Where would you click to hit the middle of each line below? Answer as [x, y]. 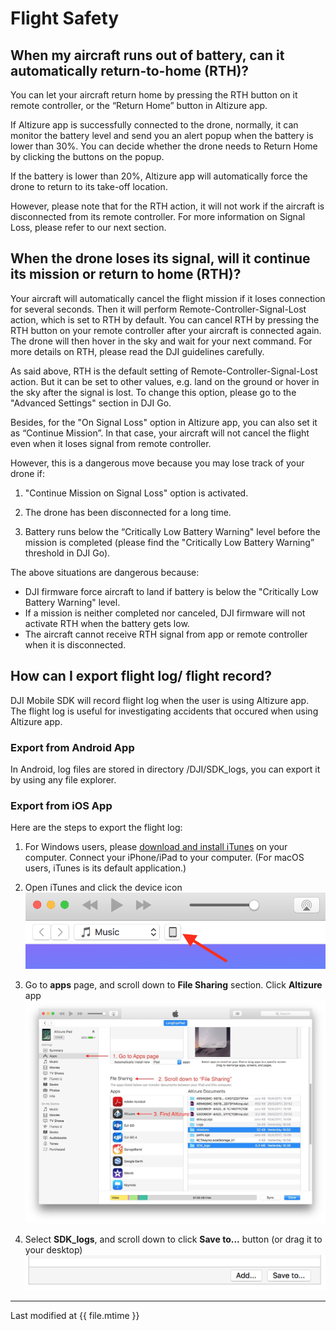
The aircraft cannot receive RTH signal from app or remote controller [166, 634]
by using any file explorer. [63, 779]
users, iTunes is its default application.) [105, 868]
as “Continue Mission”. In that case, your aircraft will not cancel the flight [160, 433]
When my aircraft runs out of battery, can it [147, 55]
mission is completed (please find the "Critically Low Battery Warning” [169, 542]
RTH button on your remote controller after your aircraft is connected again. [166, 330]
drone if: [27, 473]
